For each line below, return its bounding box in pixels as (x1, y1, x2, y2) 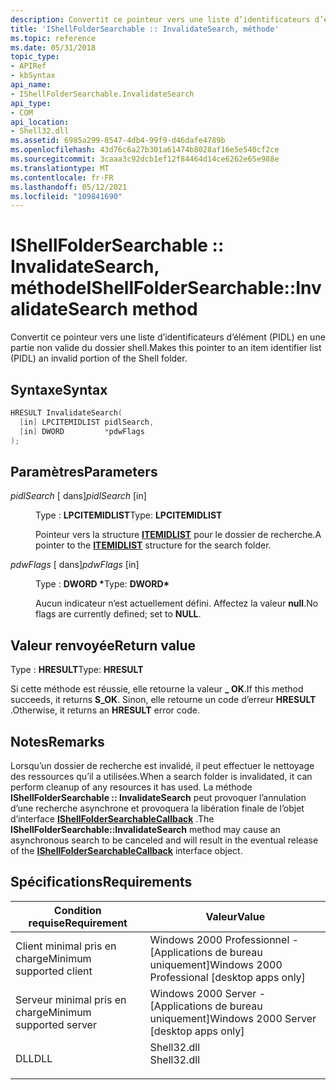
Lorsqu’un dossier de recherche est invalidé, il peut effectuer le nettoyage (10, 759, 315, 771)
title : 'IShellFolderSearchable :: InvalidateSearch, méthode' (10, 24, 280, 34)
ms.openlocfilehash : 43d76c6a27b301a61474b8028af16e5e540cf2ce (10, 145, 280, 155)
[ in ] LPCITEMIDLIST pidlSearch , (19, 417, 155, 427)
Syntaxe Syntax (10, 381, 108, 398)
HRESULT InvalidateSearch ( (10, 408, 123, 418)
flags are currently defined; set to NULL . (35, 608, 202, 620)
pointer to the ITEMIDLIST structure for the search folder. (35, 539, 272, 551)
